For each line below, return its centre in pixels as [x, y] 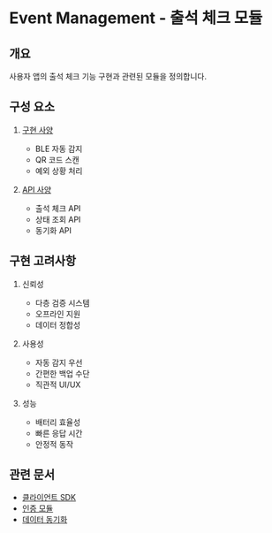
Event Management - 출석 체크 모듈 [136, 18]
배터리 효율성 [58, 422]
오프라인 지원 [58, 314]
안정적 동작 [54, 444]
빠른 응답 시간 [59, 433]
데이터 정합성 [58, 324]
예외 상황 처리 [59, 171]
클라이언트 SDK [49, 498]
